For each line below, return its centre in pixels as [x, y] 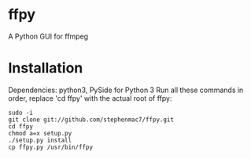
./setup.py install [40, 140]
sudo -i [21, 113]
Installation [46, 68]
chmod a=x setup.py [40, 133]
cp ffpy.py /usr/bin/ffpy [50, 147]
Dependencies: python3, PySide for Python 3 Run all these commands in [126, 90]
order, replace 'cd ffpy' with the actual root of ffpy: [90, 98]
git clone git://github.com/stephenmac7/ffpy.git [91, 120]
